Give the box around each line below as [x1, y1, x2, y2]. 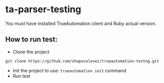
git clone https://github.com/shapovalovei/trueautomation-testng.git [5, 59, 159, 64]
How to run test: [5, 35, 58, 44]
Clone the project [12, 48, 50, 54]
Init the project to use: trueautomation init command [12, 67, 127, 73]
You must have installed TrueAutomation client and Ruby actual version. [5, 20, 157, 26]
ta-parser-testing [5, 4, 81, 15]
